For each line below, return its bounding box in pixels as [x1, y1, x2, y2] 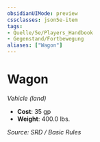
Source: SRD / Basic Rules [7, 128, 82, 136]
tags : [7, 23, 23, 29]
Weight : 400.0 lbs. [16, 115, 71, 123]
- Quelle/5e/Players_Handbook [7, 29, 94, 36]
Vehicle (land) [7, 94, 47, 102]
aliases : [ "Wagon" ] [7, 42, 63, 49]
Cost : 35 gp [16, 107, 51, 115]
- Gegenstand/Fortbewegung [7, 36, 84, 43]
